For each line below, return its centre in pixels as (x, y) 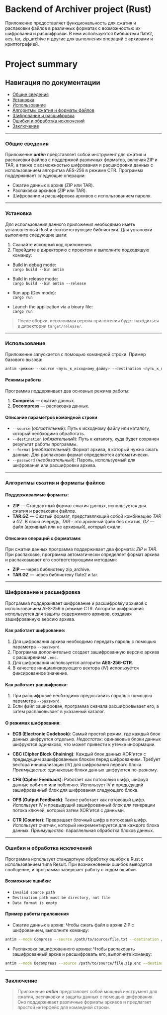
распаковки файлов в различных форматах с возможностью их (73, 28)
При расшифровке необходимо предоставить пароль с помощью (82, 696)
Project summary (42, 64)
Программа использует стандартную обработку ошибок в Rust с (74, 859)
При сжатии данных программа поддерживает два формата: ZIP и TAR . (81, 549)
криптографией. (22, 44)
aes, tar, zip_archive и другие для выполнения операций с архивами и (79, 39)
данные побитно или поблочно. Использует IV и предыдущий (78, 785)
